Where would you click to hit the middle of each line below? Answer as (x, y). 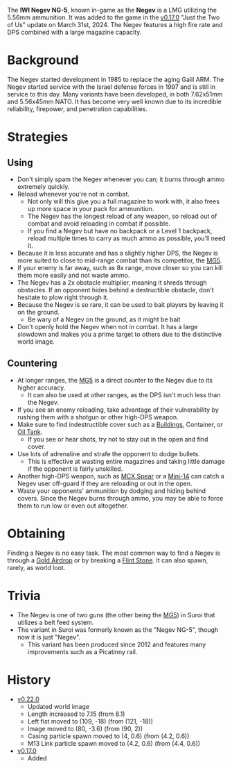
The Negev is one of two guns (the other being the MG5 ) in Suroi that (116, 615)
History (29, 679)
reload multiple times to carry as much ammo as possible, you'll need (126, 238)
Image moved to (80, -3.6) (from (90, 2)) (85, 728)
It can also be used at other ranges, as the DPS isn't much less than (124, 394)
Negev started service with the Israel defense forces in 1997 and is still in (111, 87)
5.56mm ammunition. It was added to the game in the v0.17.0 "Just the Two (114, 17)
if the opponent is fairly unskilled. (75, 469)
